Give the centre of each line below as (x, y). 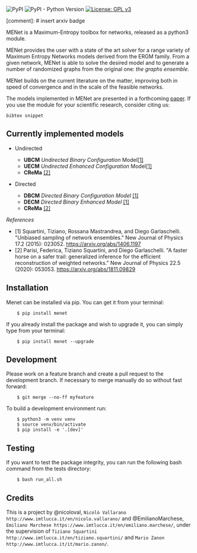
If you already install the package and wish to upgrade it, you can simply (95, 324)
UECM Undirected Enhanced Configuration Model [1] (88, 166)
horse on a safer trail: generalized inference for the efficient (88, 257)
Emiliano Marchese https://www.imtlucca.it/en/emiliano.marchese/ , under (99, 525)
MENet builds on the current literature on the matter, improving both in (92, 81)
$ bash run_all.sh (39, 480)
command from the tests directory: (49, 469)
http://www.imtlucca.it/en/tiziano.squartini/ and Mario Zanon (85, 538)
